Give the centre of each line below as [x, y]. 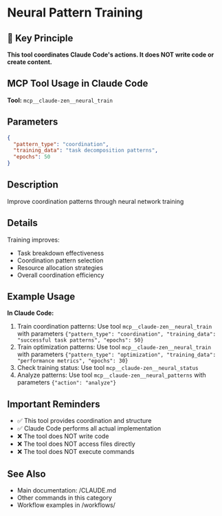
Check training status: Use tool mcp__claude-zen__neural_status [108, 368]
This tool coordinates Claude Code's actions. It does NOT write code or [111, 54]
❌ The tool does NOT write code [63, 436]
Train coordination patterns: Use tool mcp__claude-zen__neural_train [114, 327]
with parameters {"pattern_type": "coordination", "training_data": [116, 334]
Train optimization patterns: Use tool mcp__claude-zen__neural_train [114, 347]
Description [33, 185]
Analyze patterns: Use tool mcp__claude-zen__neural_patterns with [111, 375]
